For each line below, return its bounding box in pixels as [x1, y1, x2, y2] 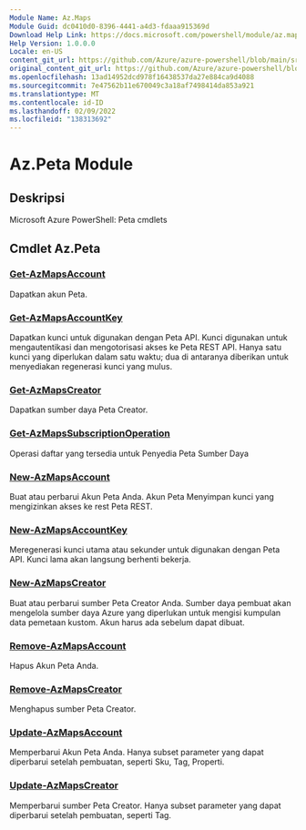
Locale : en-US [9, 47, 64, 56]
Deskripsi [9, 190, 66, 206]
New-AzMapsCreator [9, 577, 107, 590]
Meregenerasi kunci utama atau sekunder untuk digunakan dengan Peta [9, 544, 280, 555]
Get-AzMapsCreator [9, 384, 102, 397]
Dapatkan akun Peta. [9, 288, 88, 299]
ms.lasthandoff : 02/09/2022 [9, 106, 117, 116]
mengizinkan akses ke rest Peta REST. [9, 501, 153, 511]
